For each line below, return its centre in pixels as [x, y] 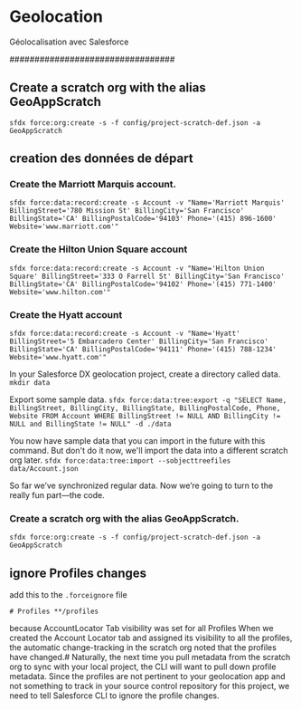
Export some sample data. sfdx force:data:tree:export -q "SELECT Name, [148, 399]
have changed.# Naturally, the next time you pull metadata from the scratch [150, 657]
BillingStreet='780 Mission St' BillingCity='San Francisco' [127, 211]
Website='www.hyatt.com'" [58, 358]
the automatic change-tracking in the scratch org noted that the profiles [143, 648]
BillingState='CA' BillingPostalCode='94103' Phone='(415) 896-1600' [143, 219]
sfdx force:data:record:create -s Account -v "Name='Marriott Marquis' [147, 203]
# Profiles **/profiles [54, 612]
